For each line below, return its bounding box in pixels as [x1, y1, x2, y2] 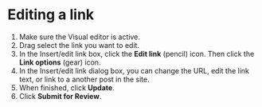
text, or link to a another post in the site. [18, 74, 151, 84]
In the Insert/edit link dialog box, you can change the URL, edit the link [18, 65, 250, 75]
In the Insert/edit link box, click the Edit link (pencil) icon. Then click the [18, 49, 255, 58]
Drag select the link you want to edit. [18, 40, 140, 50]
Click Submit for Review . [18, 91, 102, 101]
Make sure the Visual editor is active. [18, 32, 140, 42]
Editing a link [7, 6, 95, 24]
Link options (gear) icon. [18, 57, 101, 67]
